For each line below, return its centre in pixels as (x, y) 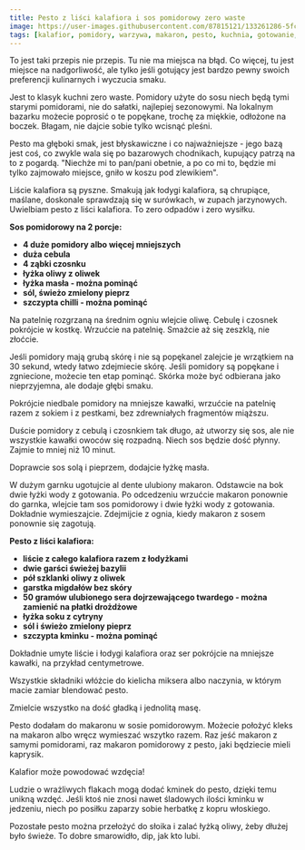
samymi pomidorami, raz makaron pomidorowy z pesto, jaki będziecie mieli (150, 745)
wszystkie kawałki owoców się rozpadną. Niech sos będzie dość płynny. (145, 440)
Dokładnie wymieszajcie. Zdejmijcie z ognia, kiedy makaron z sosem (138, 514)
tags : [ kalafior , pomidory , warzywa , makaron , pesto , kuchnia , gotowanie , (154, 34)
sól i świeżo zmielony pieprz (77, 626)
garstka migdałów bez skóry (77, 588)
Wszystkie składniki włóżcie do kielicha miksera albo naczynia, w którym (145, 680)
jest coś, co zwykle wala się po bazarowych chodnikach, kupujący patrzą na (152, 153)
